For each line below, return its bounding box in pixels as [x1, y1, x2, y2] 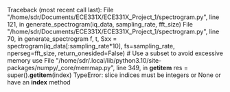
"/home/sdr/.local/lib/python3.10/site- [56, 57, 162, 64]
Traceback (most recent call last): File [7, 6, 114, 14]
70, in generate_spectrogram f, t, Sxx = [7, 35, 117, 43]
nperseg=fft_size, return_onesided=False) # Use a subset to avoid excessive [7, 49, 223, 57]
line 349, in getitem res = [116, 64, 189, 72]
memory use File [7, 57, 55, 64]
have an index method [7, 78, 71, 86]
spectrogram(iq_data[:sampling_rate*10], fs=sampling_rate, [7, 42, 175, 50]
